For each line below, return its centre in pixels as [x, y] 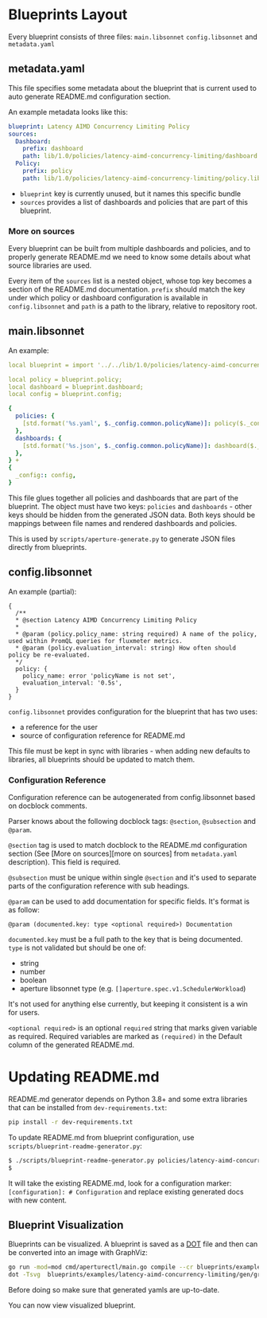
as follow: [24, 910]
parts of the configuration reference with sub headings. [99, 886]
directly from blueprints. [48, 547]
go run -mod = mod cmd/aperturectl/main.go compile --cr [101, 1267]
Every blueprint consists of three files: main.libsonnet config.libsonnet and [133, 37]
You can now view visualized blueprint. [72, 1305]
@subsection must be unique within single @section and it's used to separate [132, 877]
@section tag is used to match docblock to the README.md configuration [128, 845]
